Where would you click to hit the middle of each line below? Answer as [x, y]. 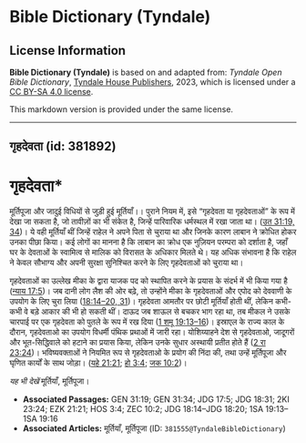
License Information [67, 51]
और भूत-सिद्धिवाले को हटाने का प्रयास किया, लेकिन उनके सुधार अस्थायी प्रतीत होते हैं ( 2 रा [138, 343]
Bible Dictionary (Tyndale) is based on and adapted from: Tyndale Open [146, 72]
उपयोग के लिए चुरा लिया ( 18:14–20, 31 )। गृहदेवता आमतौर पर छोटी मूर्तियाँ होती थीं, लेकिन [141, 302]
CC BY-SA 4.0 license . [51, 92]
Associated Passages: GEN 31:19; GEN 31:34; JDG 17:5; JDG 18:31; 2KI [156, 399]
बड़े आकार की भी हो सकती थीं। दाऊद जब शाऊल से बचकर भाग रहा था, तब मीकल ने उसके [160, 312]
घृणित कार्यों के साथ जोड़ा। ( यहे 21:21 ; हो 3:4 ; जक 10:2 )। [98, 363]
